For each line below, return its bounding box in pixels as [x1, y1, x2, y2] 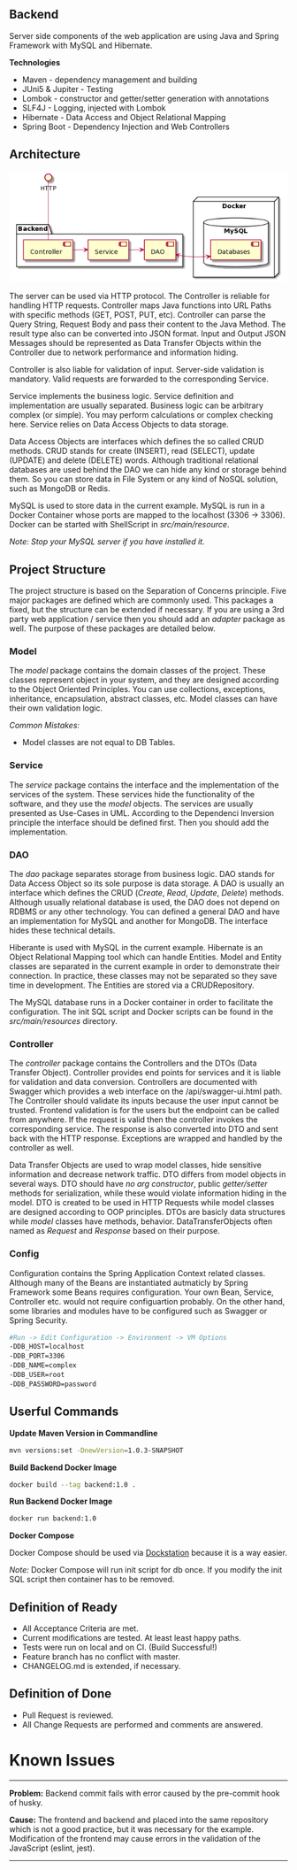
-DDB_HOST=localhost [9, 1343, 86, 1351]
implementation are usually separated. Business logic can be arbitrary [9, 400, 263, 411]
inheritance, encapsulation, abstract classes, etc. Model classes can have [9, 694, 278, 704]
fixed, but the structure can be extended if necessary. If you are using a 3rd [9, 604, 285, 615]
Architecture [9, 147, 81, 162]
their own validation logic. [9, 703, 103, 713]
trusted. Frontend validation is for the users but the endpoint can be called [9, 1105, 280, 1116]
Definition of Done [9, 1686, 112, 1702]
